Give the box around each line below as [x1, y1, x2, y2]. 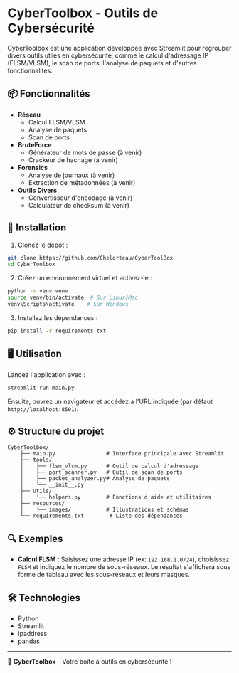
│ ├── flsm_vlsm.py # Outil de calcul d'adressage [20, 462, 199, 470]
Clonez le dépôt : [17, 240, 68, 249]
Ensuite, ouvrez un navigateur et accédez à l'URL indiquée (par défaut [7, 397, 213, 406]
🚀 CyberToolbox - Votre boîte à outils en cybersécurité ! [7, 657, 172, 666]
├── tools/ [20, 457, 53, 464]
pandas [17, 637, 41, 645]
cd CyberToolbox [7, 261, 55, 268]
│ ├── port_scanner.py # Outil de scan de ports [20, 469, 183, 476]
